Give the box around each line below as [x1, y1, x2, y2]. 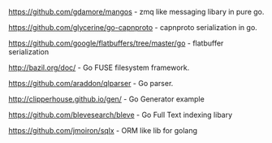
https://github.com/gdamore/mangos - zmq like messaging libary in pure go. [8, 7, 265, 16]
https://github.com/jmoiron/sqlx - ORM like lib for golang [8, 126, 197, 135]
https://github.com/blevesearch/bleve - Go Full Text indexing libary [8, 110, 233, 119]
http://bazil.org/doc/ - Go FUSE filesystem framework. [8, 63, 190, 72]
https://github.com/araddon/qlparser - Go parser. [8, 79, 174, 88]
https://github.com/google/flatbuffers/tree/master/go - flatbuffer [8, 38, 224, 48]
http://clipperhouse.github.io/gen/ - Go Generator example [8, 94, 205, 104]
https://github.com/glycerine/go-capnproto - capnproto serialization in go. [8, 23, 257, 32]
